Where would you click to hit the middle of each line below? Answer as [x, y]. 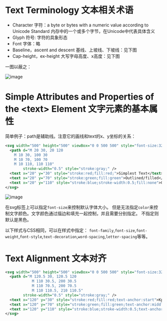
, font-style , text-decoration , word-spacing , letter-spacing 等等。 [84, 236]
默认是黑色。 [18, 219]
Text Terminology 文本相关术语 [69, 10]
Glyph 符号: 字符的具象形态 [40, 37]
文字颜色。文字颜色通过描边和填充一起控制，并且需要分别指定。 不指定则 [84, 213]
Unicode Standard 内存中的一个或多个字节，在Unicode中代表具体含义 [83, 31]
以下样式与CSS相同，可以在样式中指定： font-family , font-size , [71, 230]
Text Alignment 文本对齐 [56, 258]
